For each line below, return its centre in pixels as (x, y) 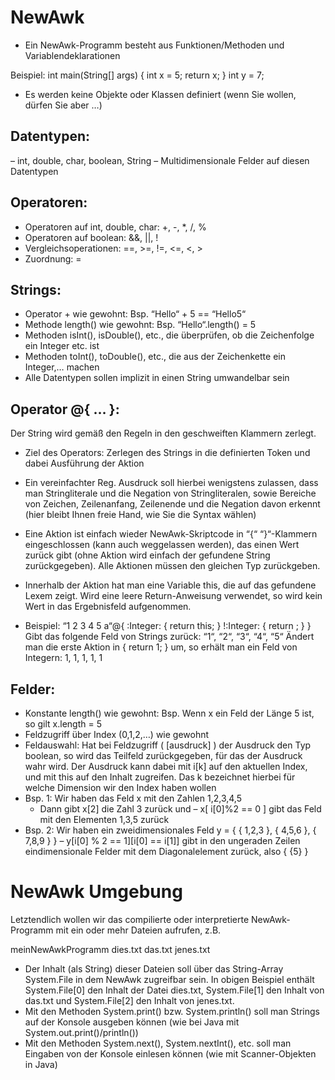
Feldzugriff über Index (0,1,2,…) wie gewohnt (117, 734)
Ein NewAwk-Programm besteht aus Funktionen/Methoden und (154, 45)
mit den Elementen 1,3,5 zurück (104, 819)
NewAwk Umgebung (96, 892)
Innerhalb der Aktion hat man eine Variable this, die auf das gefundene (170, 585)
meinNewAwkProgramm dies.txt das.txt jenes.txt (110, 949)
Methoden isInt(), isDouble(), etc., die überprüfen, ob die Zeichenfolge (169, 335)
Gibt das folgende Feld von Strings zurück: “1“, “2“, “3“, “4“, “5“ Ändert (169, 637)
